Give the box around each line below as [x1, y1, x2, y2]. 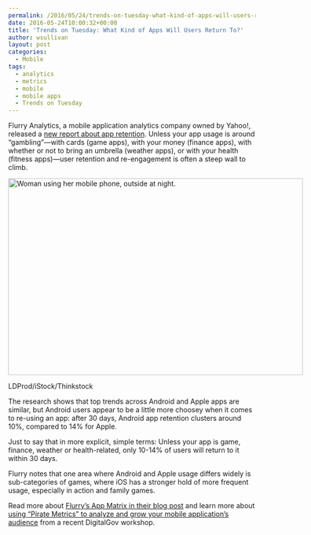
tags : [8, 63, 26, 71]
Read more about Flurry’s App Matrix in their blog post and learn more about [8, 501, 255, 511]
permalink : [8, 11, 44, 20]
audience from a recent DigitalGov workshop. [8, 518, 155, 527]
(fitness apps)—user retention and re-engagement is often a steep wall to [8, 154, 246, 164]
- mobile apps [15, 92, 61, 100]
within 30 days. [8, 454, 58, 463]
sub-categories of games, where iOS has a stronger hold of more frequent [8, 478, 249, 487]
